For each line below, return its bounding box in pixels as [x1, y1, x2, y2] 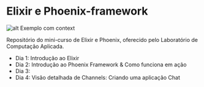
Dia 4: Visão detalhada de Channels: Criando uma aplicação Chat [15, 74, 181, 81]
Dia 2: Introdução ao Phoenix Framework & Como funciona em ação [15, 61, 187, 68]
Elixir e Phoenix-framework [6, 4, 148, 18]
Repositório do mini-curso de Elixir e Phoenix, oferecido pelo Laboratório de [6, 36, 198, 43]
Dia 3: [15, 67, 31, 74]
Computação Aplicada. [6, 43, 64, 50]
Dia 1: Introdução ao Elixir [15, 54, 80, 61]
